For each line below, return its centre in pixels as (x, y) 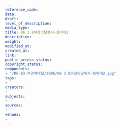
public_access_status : (28, 60)
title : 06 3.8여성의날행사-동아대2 (37, 32)
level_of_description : (28, 23)
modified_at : (18, 46)
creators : (15, 87)
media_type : (17, 28)
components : (17, 69)
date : (11, 14)
